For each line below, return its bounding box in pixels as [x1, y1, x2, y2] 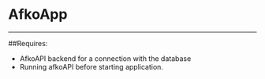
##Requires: [8, 38, 48, 48]
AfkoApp [8, 5, 68, 23]
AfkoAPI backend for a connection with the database [19, 53, 192, 63]
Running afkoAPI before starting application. [19, 62, 164, 71]
